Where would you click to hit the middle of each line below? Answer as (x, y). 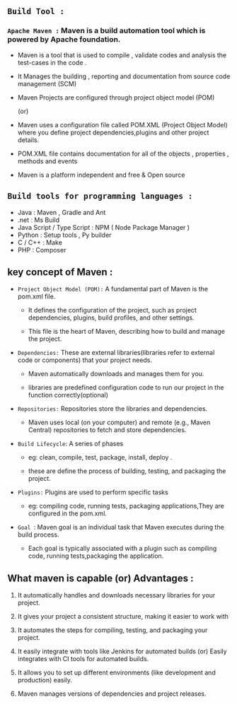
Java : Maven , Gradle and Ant (62, 212)
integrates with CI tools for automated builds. (83, 659)
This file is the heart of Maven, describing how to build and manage (126, 332)
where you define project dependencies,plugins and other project (113, 132)
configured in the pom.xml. (68, 513)
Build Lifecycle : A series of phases (70, 444)
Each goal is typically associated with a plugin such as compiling (122, 549)
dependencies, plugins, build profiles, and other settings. (111, 317)
